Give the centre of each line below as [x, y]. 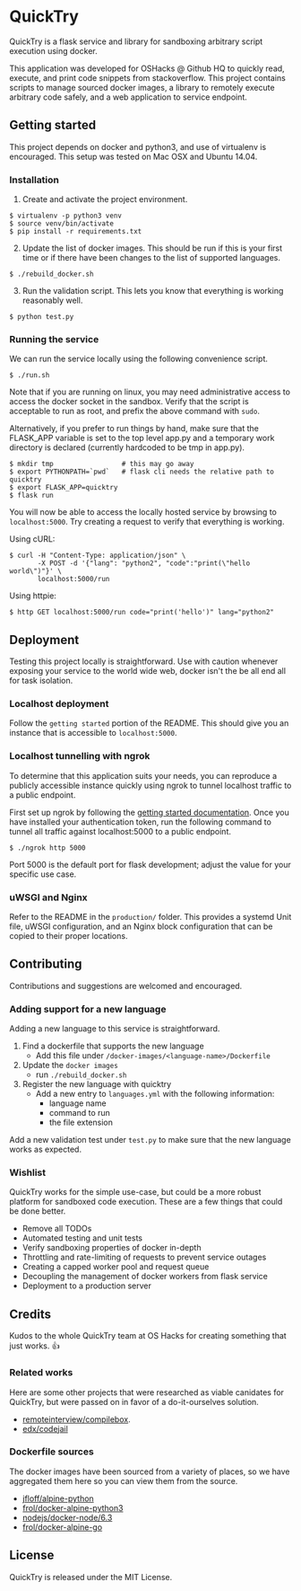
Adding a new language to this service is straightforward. [115, 1029]
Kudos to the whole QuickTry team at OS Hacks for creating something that [148, 1336]
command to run [79, 1113]
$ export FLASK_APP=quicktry [64, 488]
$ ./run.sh [30, 376]
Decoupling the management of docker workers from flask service [145, 1277]
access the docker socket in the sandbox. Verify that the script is [129, 402]
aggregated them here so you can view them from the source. [124, 1481]
